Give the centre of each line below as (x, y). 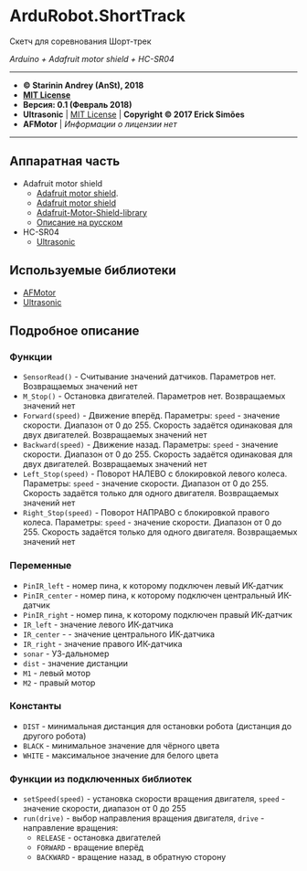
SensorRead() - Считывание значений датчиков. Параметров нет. (149, 377)
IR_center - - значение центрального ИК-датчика (119, 634)
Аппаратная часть (65, 161)
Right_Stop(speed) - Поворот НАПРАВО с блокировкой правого (146, 513)
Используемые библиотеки (93, 271)
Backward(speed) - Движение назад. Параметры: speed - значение (150, 445)
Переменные (41, 566)
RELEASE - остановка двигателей (99, 838)
